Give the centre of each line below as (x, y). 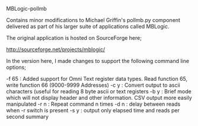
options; (16, 67)
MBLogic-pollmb (27, 9)
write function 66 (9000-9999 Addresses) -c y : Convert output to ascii (93, 85)
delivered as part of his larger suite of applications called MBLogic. (88, 26)
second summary (28, 116)
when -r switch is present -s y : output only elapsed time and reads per (93, 110)
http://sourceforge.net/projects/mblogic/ (56, 49)
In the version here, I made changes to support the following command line (98, 61)
